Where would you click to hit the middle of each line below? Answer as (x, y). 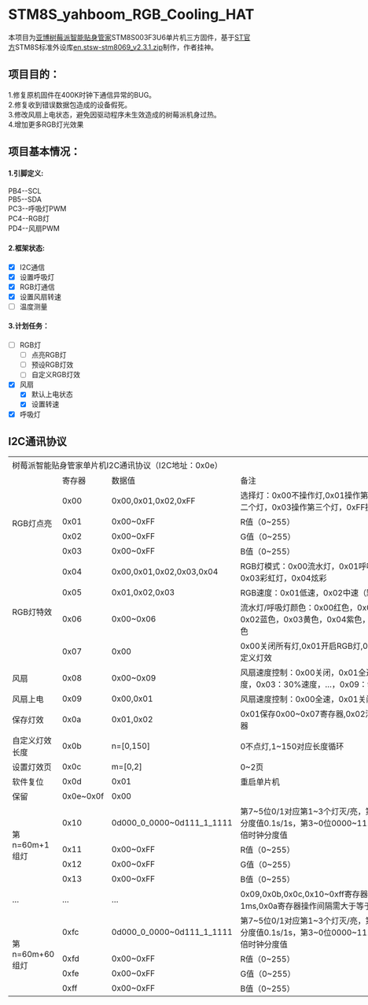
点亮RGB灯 (49, 355)
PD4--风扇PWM (34, 228)
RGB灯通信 (37, 287)
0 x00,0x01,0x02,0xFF (153, 500)
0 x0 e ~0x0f (83, 795)
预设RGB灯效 (52, 365)
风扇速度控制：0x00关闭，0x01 (299, 673)
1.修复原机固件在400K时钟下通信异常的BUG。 (82, 95)
